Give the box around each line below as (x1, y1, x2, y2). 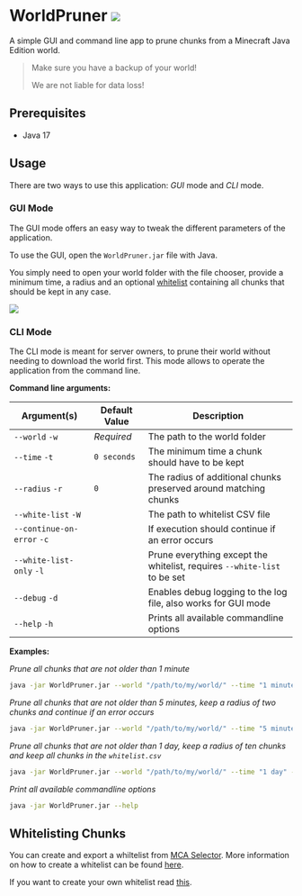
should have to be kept (147, 457, 244, 469)
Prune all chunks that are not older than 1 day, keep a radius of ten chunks (9, 740, 286, 751)
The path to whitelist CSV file (147, 508, 271, 520)
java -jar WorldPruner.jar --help (9, 801, 139, 810)
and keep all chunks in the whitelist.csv (9, 749, 162, 761)
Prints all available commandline (147, 611, 284, 624)
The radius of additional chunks (147, 471, 281, 484)
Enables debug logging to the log (147, 586, 288, 599)
